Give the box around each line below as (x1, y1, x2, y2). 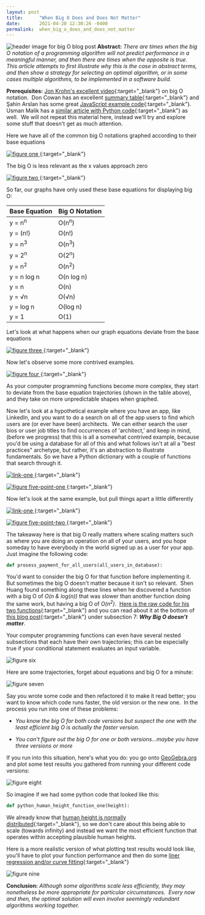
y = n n (9, 217, 28, 227)
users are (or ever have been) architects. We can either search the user (6, 420, 188, 427)
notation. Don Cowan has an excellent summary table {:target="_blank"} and (6, 94, 199, 101)
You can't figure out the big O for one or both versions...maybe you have (15, 736, 199, 743)
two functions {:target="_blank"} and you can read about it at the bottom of (6, 607, 195, 614)
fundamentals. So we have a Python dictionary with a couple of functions (6, 452, 191, 460)
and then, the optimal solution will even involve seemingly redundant (6, 895, 179, 902)
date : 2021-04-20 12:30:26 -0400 (6, 20, 108, 26)
